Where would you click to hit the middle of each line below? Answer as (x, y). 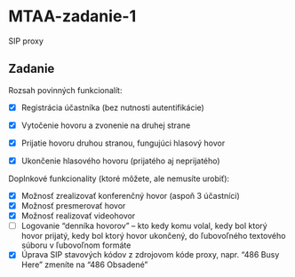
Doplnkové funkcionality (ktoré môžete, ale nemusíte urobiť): (119, 178)
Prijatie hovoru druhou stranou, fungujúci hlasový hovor (123, 143)
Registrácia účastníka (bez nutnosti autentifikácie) (113, 107)
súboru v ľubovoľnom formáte (76, 245)
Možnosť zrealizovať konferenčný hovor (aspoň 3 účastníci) (131, 196)
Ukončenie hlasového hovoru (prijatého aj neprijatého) (120, 161)
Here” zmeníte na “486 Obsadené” (84, 265)
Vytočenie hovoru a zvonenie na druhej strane (106, 125)
